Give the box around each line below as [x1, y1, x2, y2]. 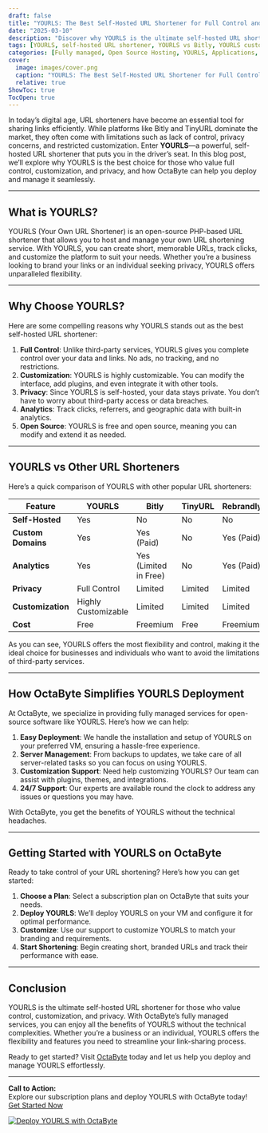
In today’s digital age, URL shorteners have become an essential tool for [8, 115, 245, 125]
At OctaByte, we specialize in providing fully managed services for [8, 708, 227, 718]
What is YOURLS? [8, 205, 98, 219]
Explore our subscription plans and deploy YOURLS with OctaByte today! [8, 1092, 248, 1102]
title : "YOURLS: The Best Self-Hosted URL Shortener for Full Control [8, 19, 248, 27]
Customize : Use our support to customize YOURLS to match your [19, 925, 236, 935]
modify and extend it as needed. [19, 429, 127, 439]
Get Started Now [8, 1100, 64, 1111]
